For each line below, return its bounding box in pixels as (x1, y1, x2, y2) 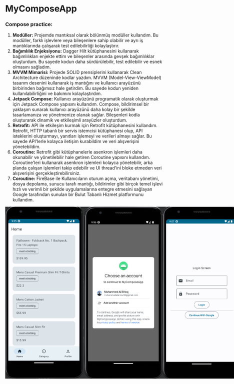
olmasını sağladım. (12, 64, 51, 70)
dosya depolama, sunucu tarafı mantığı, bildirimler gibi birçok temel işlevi (12, 181, 163, 187)
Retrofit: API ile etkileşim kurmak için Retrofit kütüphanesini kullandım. (12, 122, 157, 128)
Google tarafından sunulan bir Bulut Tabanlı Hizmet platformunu (12, 191, 144, 197)
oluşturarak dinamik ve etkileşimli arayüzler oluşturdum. (12, 117, 127, 123)
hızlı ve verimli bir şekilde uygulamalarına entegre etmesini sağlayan (12, 186, 152, 192)
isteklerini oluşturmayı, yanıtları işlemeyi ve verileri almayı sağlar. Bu (12, 133, 152, 139)
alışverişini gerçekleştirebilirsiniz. (12, 170, 81, 176)
